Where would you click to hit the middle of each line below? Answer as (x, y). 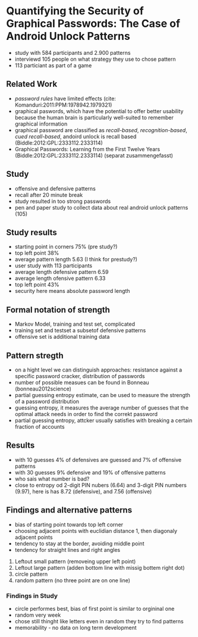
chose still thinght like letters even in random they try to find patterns (99, 621)
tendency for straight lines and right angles (67, 549)
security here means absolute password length (72, 291)
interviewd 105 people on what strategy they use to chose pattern (95, 59)
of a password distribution (47, 401)
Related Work (32, 84)
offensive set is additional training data (62, 337)
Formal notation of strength (58, 310)
